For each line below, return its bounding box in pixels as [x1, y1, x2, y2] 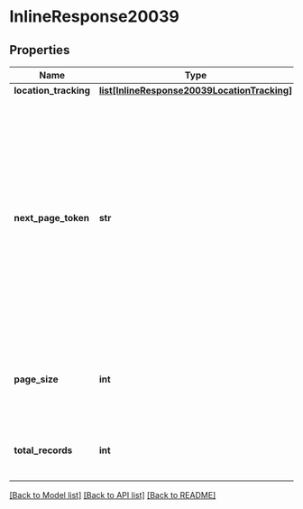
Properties [9, 42, 70, 58]
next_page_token [14, 212, 90, 224]
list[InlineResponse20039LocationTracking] [98, 84, 293, 97]
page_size [14, 373, 59, 385]
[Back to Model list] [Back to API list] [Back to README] [9, 490, 216, 500]
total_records [14, 444, 73, 457]
